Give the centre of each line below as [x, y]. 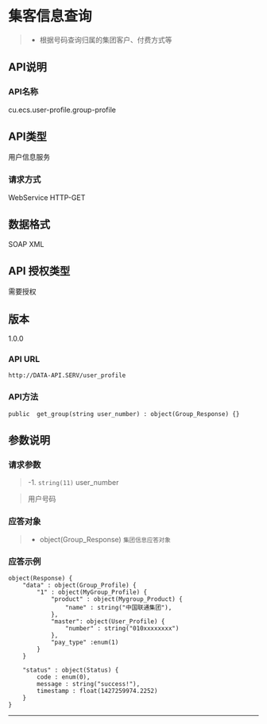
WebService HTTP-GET [47, 197]
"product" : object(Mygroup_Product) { [116, 599]
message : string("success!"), [89, 684]
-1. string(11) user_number [73, 483]
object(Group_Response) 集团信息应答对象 [105, 539]
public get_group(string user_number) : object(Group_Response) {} [124, 414]
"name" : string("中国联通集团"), [118, 608]
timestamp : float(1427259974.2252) [97, 691]
